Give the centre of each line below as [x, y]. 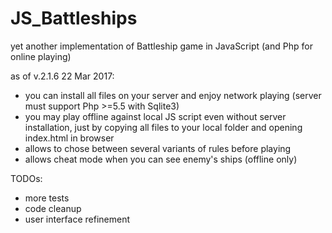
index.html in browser [69, 138]
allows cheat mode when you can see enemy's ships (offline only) [161, 159]
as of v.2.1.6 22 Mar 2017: [62, 76]
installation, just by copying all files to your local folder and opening [163, 127]
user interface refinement [77, 219]
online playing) [41, 56]
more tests [47, 198]
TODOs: [26, 178]
